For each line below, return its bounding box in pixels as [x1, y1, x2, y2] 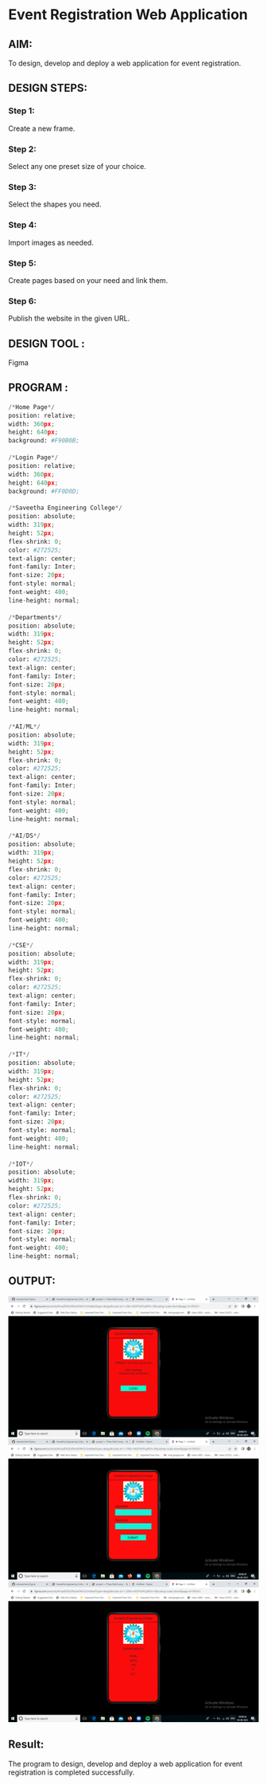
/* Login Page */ [8, 454, 59, 462]
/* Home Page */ [8, 403, 56, 411]
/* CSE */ [8, 941, 34, 950]
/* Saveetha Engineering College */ [8, 504, 123, 512]
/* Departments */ [8, 613, 62, 621]
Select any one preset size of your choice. [8, 161, 147, 171]
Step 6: [8, 295, 37, 306]
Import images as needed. [8, 238, 94, 247]
